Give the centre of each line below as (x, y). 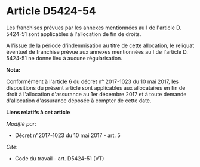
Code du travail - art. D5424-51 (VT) (59, 158)
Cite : (12, 147)
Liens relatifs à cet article (38, 112)
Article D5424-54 (51, 11)
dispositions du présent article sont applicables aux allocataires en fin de (96, 87)
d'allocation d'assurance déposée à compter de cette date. (79, 101)
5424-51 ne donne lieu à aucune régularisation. (64, 58)
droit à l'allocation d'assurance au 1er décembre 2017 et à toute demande (96, 94)
